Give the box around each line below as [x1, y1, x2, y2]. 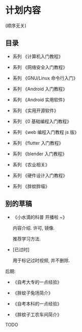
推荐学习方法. [12, 235, 41, 242]
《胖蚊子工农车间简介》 [12, 311, 62, 317]
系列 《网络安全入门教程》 [12, 64, 67, 70]
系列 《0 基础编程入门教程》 [12, 118, 72, 124]
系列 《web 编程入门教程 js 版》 [12, 129, 79, 135]
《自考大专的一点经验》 [12, 279, 62, 285]
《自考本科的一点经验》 [12, 300, 62, 307]
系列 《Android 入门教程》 [12, 86, 67, 92]
